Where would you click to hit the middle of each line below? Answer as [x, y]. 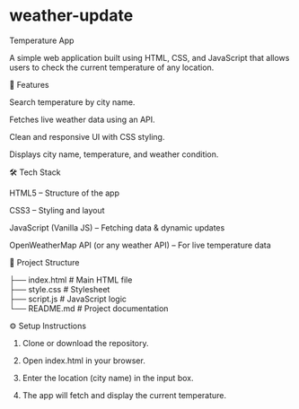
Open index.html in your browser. [84, 361]
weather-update [71, 16]
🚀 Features [29, 84]
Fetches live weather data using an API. [82, 119]
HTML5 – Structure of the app [64, 193]
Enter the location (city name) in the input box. [108, 378]
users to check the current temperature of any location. [112, 67]
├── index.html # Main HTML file [71, 280]
